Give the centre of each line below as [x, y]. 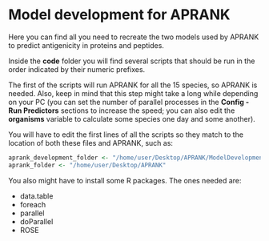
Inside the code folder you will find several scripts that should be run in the [132, 61]
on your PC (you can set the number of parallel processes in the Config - [129, 102]
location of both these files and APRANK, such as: [91, 143]
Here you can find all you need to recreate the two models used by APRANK [134, 37]
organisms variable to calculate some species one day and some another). [132, 118]
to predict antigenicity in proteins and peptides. [86, 45]
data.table [36, 196]
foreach [33, 204]
